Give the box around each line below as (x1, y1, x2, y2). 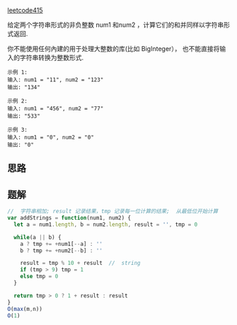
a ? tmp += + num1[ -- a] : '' (20, 240, 103, 247)
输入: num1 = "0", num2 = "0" (7, 134, 94, 141)
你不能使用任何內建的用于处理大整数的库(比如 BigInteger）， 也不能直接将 (7, 45, 220, 52)
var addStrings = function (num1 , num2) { (7, 215, 132, 222)
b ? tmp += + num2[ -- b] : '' (20, 247, 103, 254)
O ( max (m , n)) (7, 305, 42, 312)
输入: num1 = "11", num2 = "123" (7, 76, 104, 84)
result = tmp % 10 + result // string (20, 260, 141, 267)
